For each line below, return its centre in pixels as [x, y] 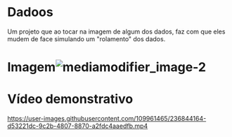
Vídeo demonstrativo [70, 99]
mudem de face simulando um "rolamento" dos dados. [86, 38]
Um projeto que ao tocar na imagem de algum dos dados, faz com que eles [116, 31]
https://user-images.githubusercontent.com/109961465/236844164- [107, 119]
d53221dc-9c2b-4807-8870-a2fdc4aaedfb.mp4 [78, 126]
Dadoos [31, 12]
